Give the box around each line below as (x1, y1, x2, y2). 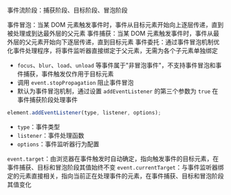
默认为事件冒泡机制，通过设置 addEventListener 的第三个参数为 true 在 (16, 87, 219, 95)
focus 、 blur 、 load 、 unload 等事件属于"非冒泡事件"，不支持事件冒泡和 (16, 61, 216, 69)
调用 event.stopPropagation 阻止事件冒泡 (16, 79, 134, 86)
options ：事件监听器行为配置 (16, 140, 100, 148)
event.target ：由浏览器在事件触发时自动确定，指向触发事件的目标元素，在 (7, 154, 219, 163)
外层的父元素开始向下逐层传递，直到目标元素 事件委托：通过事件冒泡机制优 (7, 38, 220, 46)
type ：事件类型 (16, 123, 60, 131)
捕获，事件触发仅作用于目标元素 (23, 70, 114, 78)
